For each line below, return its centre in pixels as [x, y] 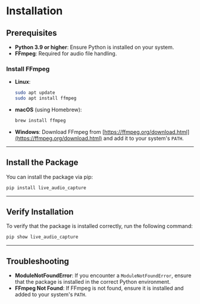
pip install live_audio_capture [46, 188]
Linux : [23, 82]
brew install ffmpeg [40, 121]
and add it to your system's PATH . [143, 138]
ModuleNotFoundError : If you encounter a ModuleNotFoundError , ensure [103, 275]
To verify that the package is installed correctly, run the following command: [99, 226]
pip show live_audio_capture [42, 237]
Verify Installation [40, 212]
